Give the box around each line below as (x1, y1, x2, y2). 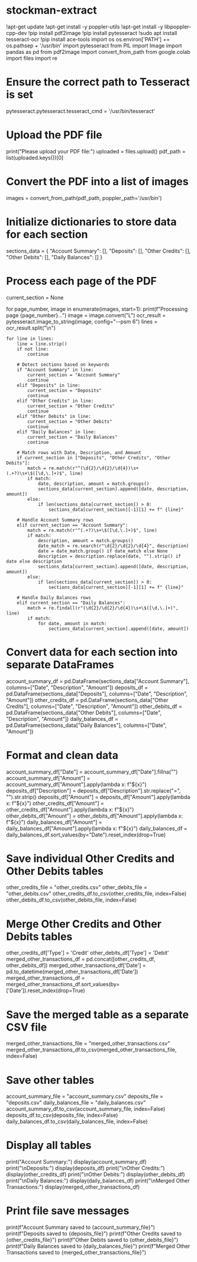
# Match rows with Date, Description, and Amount (17, 449, 142, 456)
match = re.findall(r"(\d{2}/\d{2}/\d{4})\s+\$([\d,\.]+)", (27, 605, 179, 611)
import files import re (6, 54, 57, 62)
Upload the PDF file (6, 128, 102, 142)
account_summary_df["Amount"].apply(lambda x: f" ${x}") (6, 781, 147, 788)
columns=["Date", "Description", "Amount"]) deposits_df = (6, 684, 148, 691)
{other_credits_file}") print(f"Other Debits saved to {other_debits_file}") (6, 1237, 179, 1244)
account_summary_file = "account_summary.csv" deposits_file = (6, 1093, 164, 1100)
